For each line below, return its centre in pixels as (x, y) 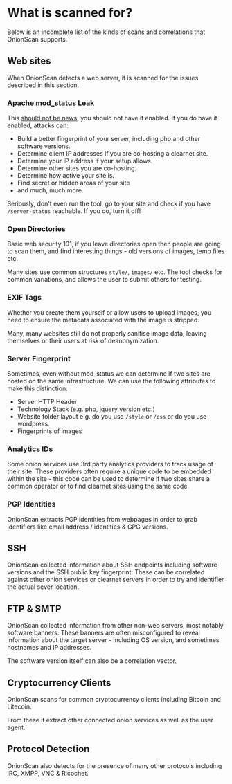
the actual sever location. (43, 587)
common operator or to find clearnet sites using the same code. (98, 486)
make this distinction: (37, 388)
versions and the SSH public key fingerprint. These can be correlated (106, 572)
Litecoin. (19, 706)
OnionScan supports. (37, 39)
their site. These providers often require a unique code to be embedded (109, 471)
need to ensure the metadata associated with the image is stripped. (103, 320)
